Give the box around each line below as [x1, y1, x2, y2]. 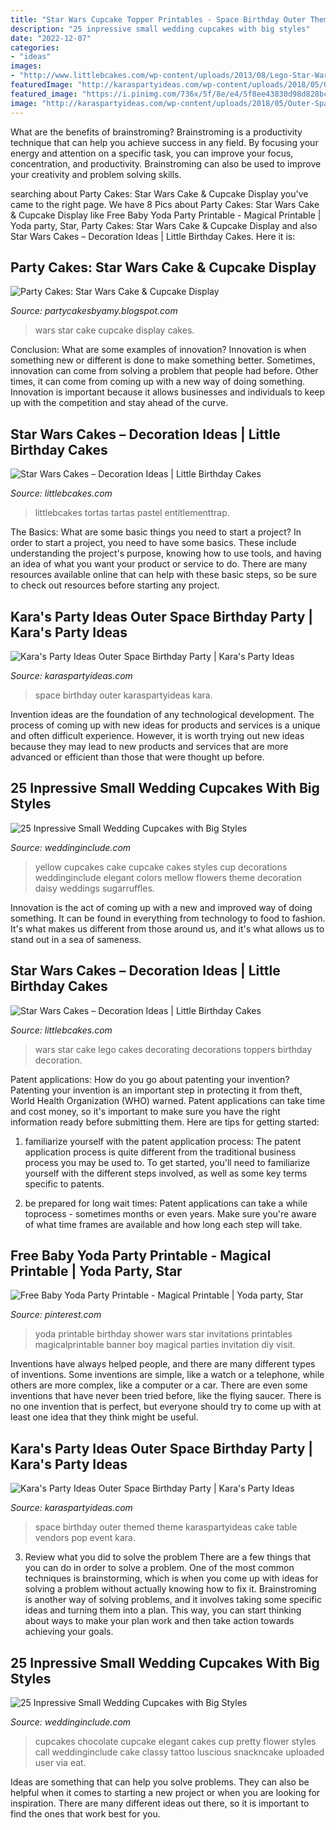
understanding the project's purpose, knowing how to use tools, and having [10, 547, 322, 560]
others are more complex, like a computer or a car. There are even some [10, 1379, 308, 1391]
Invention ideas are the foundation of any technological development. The [10, 708, 315, 720]
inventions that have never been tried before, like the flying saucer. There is [10, 1390, 322, 1402]
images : [10, 61, 43, 71]
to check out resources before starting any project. [10, 579, 220, 591]
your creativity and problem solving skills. [10, 168, 182, 180]
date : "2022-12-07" [10, 33, 92, 43]
